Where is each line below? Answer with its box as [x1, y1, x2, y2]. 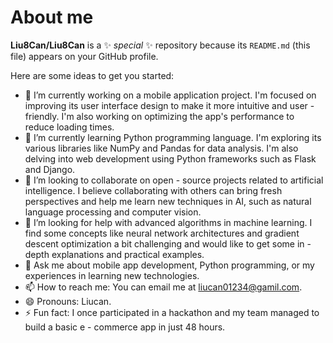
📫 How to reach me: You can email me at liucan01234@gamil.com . [24, 281, 303, 293]
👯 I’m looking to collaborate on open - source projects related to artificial [24, 174, 324, 186]
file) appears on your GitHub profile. [10, 50, 159, 62]
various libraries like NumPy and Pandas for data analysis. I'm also [24, 142, 299, 154]
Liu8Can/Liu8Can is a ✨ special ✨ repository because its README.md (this [10, 39, 311, 51]
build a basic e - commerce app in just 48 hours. [24, 321, 226, 333]
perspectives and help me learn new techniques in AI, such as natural [24, 195, 312, 207]
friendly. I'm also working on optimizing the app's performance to [24, 110, 295, 122]
